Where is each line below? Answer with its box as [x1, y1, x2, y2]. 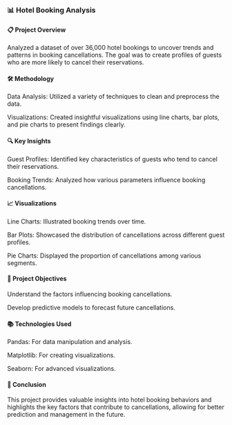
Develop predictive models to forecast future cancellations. [7, 303, 176, 311]
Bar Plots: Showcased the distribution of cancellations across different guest [7, 230, 225, 239]
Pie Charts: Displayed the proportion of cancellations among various [7, 251, 202, 260]
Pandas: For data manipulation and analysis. [7, 338, 133, 346]
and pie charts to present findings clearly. [7, 120, 126, 129]
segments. [7, 258, 37, 267]
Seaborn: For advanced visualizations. [7, 365, 116, 373]
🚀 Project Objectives [7, 275, 67, 283]
